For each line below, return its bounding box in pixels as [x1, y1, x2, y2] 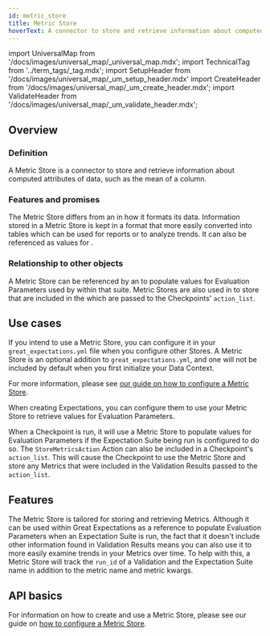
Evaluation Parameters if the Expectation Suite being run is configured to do [8, 435, 260, 446]
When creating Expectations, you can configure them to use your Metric [8, 403, 247, 413]
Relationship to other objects [8, 258, 124, 269]
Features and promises [8, 194, 100, 205]
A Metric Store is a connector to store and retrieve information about [8, 165, 235, 175]
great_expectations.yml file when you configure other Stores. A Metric [8, 346, 243, 356]
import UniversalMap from [8, 49, 96, 59]
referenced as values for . [8, 238, 94, 247]
